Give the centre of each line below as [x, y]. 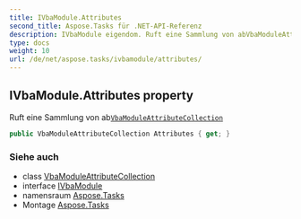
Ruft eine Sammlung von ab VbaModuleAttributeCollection [116, 117]
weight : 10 [30, 51]
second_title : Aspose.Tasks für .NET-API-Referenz [106, 26]
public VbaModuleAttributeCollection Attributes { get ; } [120, 134]
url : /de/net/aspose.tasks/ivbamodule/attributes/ [106, 59]
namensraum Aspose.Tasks [73, 195]
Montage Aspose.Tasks [65, 205]
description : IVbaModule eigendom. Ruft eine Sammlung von [122, 34]
